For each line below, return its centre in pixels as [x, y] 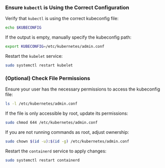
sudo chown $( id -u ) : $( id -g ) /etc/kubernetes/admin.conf [67, 141]
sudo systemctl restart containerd [43, 160]
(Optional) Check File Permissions [48, 78]
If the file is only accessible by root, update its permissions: [67, 113]
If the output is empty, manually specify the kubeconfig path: [68, 37]
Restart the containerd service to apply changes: [56, 151]
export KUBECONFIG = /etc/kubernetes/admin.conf [55, 47]
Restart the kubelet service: [34, 56]
